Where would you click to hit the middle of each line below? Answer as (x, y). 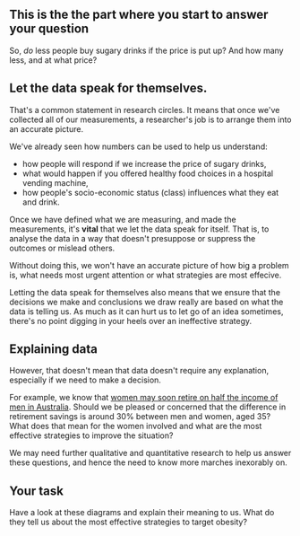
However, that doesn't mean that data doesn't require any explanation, (139, 371)
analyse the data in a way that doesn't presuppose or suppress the (133, 238)
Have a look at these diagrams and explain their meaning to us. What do (142, 513)
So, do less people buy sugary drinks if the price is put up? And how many (146, 50)
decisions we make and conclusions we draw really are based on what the (146, 302)
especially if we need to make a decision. (85, 380)
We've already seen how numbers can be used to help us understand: (138, 146)
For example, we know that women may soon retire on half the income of (144, 398)
